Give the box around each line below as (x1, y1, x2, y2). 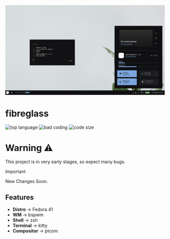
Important (5, 169, 26, 175)
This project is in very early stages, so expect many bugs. (5, 159, 125, 165)
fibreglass (5, 108, 49, 119)
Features (5, 193, 34, 202)
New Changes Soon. (5, 178, 48, 184)
